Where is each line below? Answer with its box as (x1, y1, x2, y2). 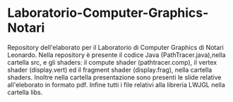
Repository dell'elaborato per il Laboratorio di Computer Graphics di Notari (7, 43, 224, 51)
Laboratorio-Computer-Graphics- (7, 5, 209, 21)
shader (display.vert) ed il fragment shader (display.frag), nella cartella (7, 65, 213, 74)
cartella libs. (7, 88, 43, 96)
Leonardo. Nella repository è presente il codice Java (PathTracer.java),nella (7, 51, 226, 59)
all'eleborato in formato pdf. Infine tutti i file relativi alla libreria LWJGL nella (7, 80, 226, 89)
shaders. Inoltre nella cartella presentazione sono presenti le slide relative (7, 72, 222, 82)
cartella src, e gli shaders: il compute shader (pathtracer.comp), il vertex (7, 58, 217, 66)
